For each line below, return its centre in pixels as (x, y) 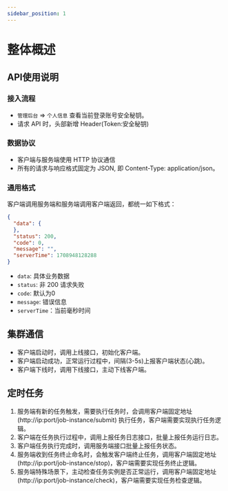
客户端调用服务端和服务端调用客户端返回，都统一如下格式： (92, 204)
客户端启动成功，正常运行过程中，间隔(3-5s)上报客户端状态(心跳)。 (113, 361)
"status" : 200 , (35, 236)
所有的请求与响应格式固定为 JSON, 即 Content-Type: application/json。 (118, 168)
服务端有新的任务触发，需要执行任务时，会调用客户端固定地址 (105, 411)
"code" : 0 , (29, 243)
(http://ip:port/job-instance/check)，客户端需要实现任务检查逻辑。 (111, 480)
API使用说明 (33, 78)
